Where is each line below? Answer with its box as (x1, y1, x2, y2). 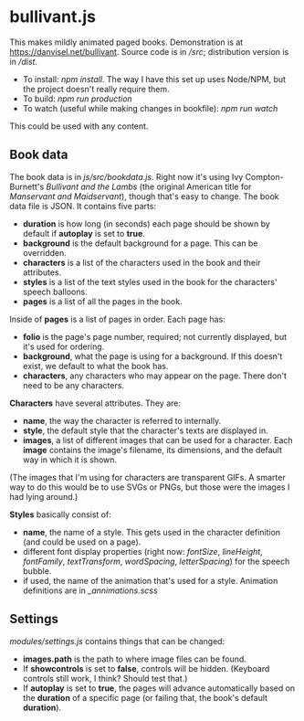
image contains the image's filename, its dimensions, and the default (22, 444, 283, 455)
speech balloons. (22, 286, 89, 297)
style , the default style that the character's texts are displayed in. (22, 425, 268, 436)
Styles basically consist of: (9, 509, 111, 520)
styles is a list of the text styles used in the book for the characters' (22, 276, 278, 287)
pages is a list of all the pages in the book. (22, 295, 183, 307)
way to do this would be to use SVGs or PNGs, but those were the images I (9, 482, 290, 493)
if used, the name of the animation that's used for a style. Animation (22, 575, 278, 586)
